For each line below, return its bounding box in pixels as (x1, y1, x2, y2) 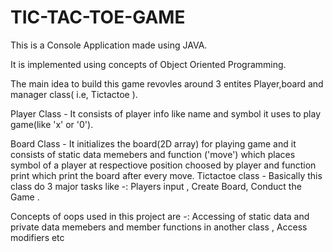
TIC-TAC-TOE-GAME (10, 6, 186, 29)
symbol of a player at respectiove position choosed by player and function (10, 159, 317, 171)
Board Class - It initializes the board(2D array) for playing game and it (10, 137, 297, 150)
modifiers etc (10, 231, 65, 243)
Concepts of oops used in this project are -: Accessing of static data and (10, 210, 310, 222)
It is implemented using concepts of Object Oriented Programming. (10, 58, 287, 70)
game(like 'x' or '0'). (10, 118, 94, 130)
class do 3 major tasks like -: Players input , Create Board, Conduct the (10, 180, 302, 192)
